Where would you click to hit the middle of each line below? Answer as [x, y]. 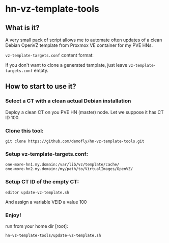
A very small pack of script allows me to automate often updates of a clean [84, 40]
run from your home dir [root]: [37, 226]
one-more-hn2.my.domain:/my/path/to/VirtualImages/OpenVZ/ [69, 169]
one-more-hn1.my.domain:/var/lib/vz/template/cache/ [62, 165]
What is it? [22, 28]
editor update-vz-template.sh [37, 192]
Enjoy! [13, 215]
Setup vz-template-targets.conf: [47, 154]
